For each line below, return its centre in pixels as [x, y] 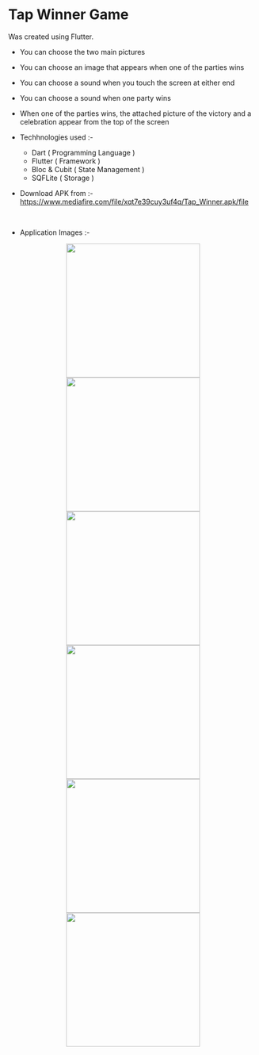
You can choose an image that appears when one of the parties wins [132, 67]
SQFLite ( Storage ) [63, 178]
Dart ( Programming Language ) [83, 152]
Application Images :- [55, 232]
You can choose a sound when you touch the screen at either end [127, 82]
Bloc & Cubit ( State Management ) [88, 169]
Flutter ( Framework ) [66, 161]
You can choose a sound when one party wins [95, 98]
